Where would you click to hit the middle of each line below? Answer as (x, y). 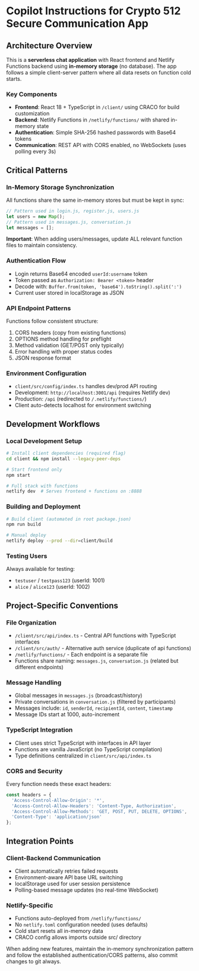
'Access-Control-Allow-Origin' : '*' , (58, 800)
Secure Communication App (77, 24)
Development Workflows (53, 424)
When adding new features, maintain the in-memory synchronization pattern (100, 949)
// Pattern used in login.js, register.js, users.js (73, 211)
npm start (18, 475)
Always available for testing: (41, 569)
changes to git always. (34, 961)
